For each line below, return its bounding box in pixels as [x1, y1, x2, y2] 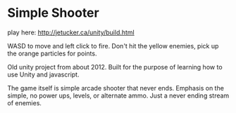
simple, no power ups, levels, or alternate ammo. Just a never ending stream [7, 91, 230, 100]
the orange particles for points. [7, 49, 97, 58]
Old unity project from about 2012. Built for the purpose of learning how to [7, 62, 223, 71]
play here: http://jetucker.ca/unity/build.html [7, 28, 135, 36]
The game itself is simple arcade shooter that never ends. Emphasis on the [7, 84, 224, 92]
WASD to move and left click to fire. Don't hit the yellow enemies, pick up [7, 41, 219, 50]
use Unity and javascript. [7, 70, 80, 79]
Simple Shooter [7, 5, 100, 21]
